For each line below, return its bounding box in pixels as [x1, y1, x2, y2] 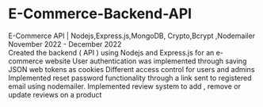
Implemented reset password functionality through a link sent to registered [8, 73, 252, 82]
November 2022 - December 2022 [8, 39, 122, 48]
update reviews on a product [8, 90, 102, 99]
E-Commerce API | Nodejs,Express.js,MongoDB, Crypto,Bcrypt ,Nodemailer [8, 31, 256, 40]
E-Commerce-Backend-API [8, 5, 192, 23]
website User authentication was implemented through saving [44, 56, 247, 66]
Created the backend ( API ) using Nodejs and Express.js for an [8, 48, 215, 57]
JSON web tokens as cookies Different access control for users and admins [8, 64, 255, 74]
